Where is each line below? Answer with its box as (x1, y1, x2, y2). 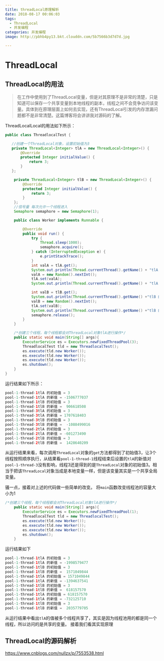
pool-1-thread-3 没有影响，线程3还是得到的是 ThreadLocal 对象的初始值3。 (5, 462, 153, 468)
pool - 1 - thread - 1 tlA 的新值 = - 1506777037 (5, 395, 89, 400)
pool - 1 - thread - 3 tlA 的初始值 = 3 (5, 408, 70, 414)
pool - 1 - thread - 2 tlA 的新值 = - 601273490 (5, 431, 86, 436)
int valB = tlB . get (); (31, 290, 78, 295)
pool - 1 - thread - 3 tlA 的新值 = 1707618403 (5, 413, 86, 418)
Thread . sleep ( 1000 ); (40, 240, 82, 245)
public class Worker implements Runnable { (14, 218, 104, 222)
